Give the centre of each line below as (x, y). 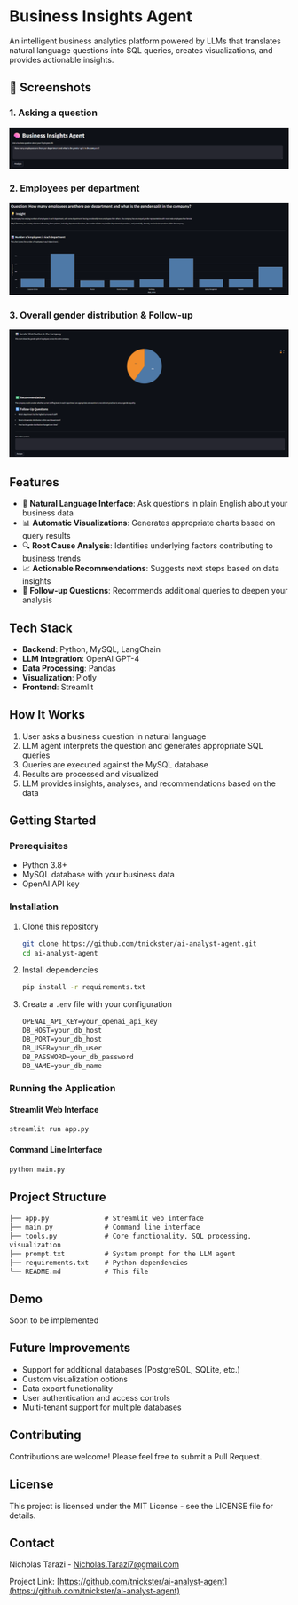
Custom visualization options (75, 1379)
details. (23, 1515)
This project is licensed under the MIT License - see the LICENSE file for (141, 1506)
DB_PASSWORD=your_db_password (78, 1058)
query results (46, 536)
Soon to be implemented (54, 1320)
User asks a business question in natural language (114, 736)
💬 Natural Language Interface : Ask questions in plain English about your (155, 504)
